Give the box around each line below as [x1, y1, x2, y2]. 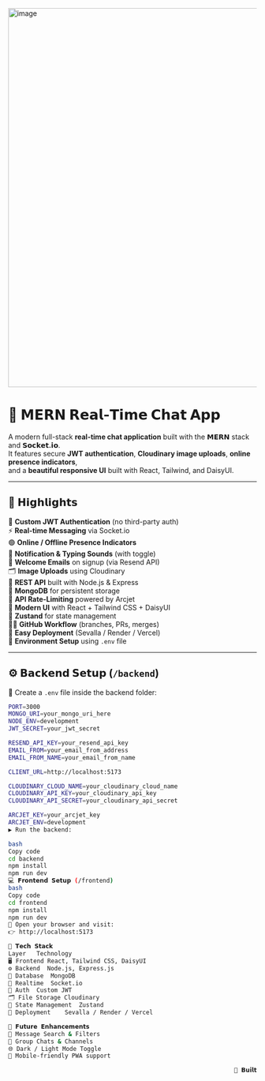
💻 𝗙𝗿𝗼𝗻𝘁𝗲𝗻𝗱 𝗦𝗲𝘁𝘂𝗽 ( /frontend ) [8, 876, 114, 885]
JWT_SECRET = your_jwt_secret [8, 725, 101, 733]
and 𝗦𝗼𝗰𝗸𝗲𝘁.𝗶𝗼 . [8, 440, 61, 449]
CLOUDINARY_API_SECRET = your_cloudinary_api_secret [8, 797, 178, 805]
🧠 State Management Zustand [8, 1001, 104, 1009]
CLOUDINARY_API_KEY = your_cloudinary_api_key [8, 790, 157, 798]
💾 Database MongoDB [8, 971, 77, 980]
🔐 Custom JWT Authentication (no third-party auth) [8, 516, 179, 526]
